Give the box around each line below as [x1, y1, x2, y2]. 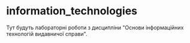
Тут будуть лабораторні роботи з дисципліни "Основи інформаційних [6, 24, 184, 31]
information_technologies [6, 4, 138, 18]
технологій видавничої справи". [6, 30, 88, 37]
